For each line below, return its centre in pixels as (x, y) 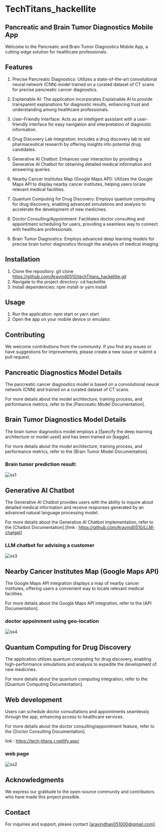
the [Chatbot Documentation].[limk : (41, 527)
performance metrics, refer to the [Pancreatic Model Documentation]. (75, 404)
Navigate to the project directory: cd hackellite (59, 281)
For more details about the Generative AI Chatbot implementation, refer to (79, 522)
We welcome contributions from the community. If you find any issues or (78, 347)
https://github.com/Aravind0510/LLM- (117, 527)
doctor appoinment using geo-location (52, 621)
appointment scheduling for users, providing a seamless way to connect (85, 224)
